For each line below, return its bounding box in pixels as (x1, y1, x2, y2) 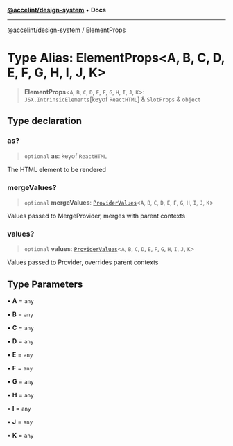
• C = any (7, 324, 34, 332)
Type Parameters (7, 278, 83, 290)
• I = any (7, 404, 31, 413)
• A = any (7, 297, 34, 305)
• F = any (7, 364, 33, 372)
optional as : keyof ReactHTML (24, 152, 107, 160)
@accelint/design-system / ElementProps (7, 26, 126, 34)
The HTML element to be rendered (7, 165, 106, 173)
